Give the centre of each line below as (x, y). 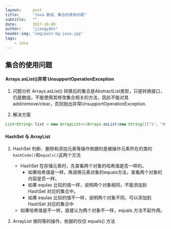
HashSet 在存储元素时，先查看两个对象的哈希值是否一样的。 (83, 166)
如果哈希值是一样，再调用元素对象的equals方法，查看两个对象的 (95, 172)
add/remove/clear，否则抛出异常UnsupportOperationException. (79, 104)
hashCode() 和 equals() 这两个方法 (47, 155)
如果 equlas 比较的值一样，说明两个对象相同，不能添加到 (87, 185)
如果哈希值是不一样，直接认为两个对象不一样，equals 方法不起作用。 (93, 210)
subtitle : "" (21, 19)
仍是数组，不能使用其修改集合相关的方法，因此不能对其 (70, 98)
